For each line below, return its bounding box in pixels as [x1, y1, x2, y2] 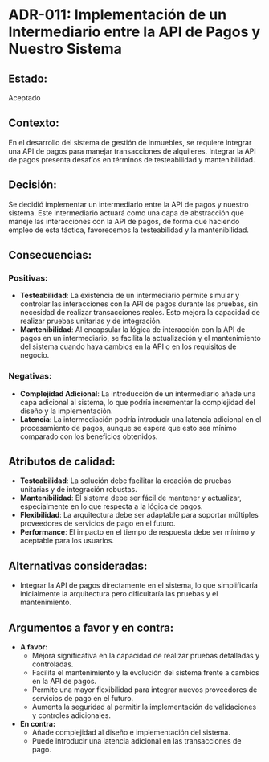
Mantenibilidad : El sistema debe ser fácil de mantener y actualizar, [19, 493, 243, 503]
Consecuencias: [8, 248, 92, 262]
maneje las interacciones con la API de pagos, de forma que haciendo [8, 216, 240, 226]
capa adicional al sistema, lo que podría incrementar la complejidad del [19, 397, 255, 407]
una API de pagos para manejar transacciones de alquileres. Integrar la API [8, 146, 257, 156]
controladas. [31, 659, 74, 669]
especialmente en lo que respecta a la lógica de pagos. [19, 502, 203, 511]
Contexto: [8, 117, 59, 130]
